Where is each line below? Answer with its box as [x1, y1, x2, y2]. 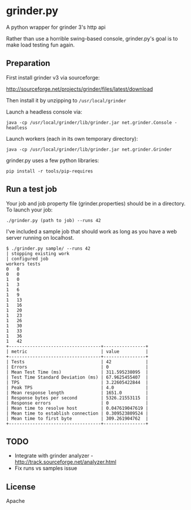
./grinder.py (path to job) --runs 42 [6, 217, 101, 223]
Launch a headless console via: [6, 108, 82, 115]
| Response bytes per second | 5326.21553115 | [6, 395, 149, 401]
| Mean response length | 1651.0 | [6, 390, 149, 396]
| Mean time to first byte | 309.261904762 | [6, 415, 149, 422]
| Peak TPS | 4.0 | [6, 385, 149, 390]
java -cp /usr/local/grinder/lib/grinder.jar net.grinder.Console [6, 120, 172, 125]
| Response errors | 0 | [6, 400, 149, 406]
